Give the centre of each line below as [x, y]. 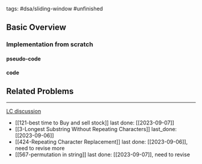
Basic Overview [36, 27]
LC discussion [24, 111]
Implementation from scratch [50, 44]
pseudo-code [23, 59]
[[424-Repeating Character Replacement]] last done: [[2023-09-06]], [101, 142]
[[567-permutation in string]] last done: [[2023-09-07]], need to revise [103, 154]
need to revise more [40, 148]
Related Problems [40, 91]
